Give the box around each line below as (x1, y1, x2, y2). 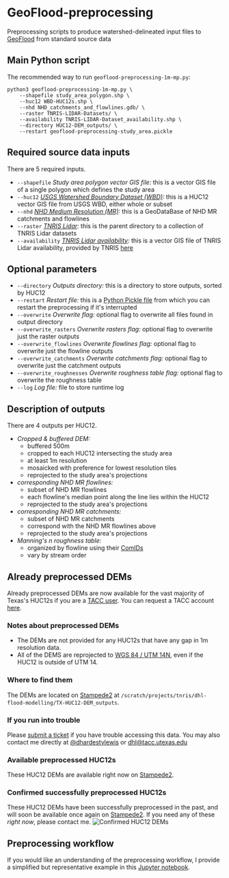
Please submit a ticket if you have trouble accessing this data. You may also (7, 731, 221, 739)
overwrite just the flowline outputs (16, 347, 113, 355)
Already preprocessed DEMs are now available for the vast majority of (7, 589, 205, 597)
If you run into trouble (7, 715, 81, 725)
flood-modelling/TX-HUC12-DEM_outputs (7, 699, 118, 706)
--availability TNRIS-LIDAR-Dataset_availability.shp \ (19, 116, 183, 123)
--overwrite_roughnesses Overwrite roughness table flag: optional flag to (16, 368, 223, 377)
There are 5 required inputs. (7, 164, 86, 173)
